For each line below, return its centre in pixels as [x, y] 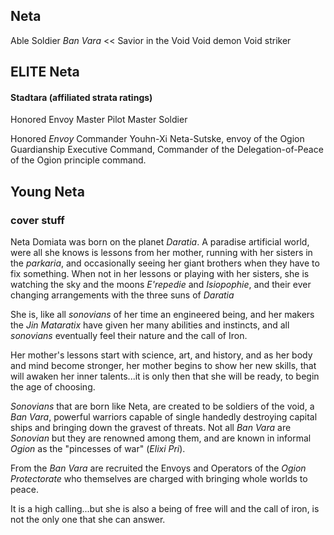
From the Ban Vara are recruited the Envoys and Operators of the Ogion [158, 468]
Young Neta [47, 191]
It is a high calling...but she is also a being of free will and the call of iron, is [165, 509]
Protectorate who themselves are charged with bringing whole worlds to [159, 479]
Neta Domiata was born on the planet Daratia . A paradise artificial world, [160, 242]
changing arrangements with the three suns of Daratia [122, 295]
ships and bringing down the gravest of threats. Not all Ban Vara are [151, 428]
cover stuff [37, 220]
